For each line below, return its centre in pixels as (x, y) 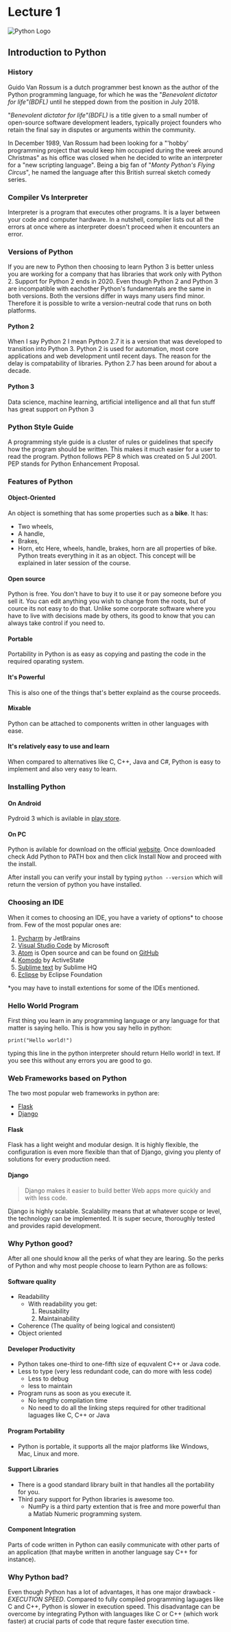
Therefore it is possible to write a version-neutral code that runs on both (110, 304)
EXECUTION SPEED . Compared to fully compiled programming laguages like (116, 1599)
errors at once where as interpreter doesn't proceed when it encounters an (114, 227)
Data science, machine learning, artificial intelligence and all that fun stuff (111, 402)
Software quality (32, 1281)
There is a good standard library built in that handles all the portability (116, 1484)
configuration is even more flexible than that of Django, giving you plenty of (114, 1152)
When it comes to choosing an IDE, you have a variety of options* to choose (115, 917)
